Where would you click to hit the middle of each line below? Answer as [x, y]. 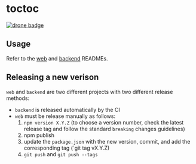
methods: [18, 98]
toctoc [23, 9]
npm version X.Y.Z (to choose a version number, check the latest [104, 122]
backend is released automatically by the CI [68, 110]
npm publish [39, 135]
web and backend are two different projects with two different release [90, 92]
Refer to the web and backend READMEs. [57, 58]
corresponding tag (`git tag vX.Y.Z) [67, 148]
